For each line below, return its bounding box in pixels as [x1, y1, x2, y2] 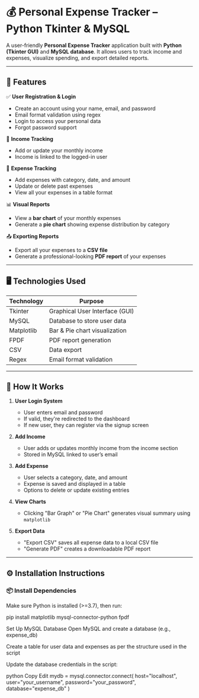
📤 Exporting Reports [6, 232, 59, 240]
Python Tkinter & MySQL [6, 22, 130, 36]
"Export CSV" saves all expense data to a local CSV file [23, 539, 159, 546]
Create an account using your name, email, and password [14, 105, 156, 112]
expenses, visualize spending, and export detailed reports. [6, 54, 149, 61]
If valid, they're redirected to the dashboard [23, 415, 130, 423]
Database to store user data [49, 316, 126, 325]
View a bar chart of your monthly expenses [14, 214, 121, 221]
